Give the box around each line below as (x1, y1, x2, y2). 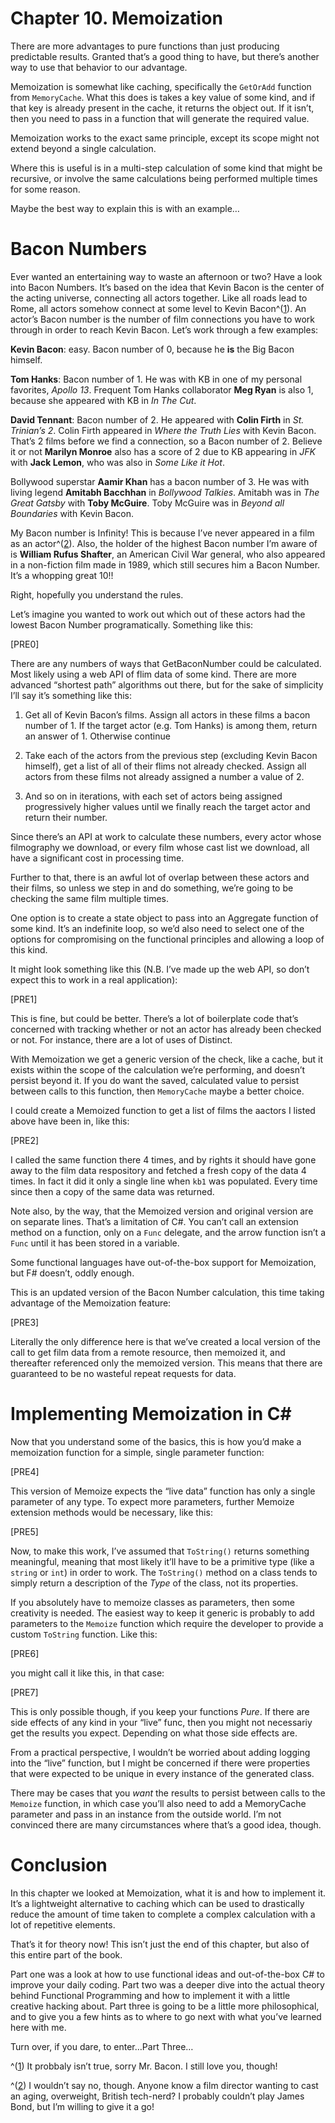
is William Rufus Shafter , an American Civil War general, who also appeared (10, 548, 326, 560)
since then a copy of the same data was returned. (10, 1185, 215, 1197)
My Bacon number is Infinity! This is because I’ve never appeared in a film (10, 527, 315, 539)
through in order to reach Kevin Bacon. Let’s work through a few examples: (10, 323, 319, 336)
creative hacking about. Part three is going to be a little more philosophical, (10, 2000, 320, 2012)
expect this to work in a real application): (10, 973, 178, 986)
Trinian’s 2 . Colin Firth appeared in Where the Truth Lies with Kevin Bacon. (10, 424, 317, 436)
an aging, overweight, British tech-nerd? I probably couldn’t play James (10, 2090, 305, 2102)
